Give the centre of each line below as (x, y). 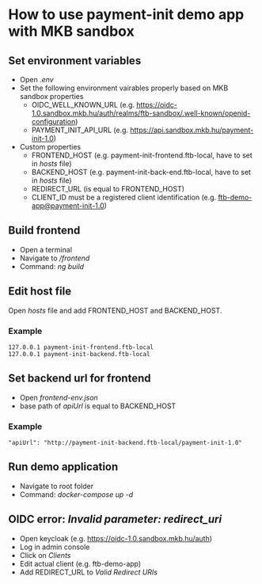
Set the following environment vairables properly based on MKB (124, 88)
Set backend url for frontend (80, 379)
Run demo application (63, 467)
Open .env (36, 80)
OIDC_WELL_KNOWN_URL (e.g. (83, 105)
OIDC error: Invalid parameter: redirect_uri (115, 520)
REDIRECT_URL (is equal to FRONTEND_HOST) (108, 189)
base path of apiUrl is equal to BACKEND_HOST (98, 406)
